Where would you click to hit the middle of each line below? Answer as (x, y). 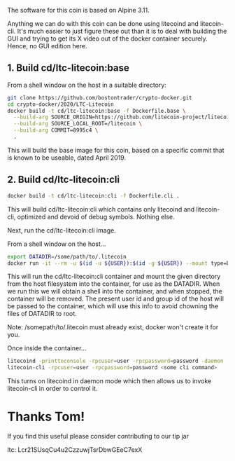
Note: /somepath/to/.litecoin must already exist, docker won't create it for (113, 327)
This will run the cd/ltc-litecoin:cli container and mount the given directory (114, 277)
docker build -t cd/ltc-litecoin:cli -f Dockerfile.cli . (93, 195)
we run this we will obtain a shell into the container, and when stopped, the (115, 291)
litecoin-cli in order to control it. (52, 389)
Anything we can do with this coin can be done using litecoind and (103, 23)
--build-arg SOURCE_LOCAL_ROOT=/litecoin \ (78, 124)
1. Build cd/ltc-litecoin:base (68, 68)
